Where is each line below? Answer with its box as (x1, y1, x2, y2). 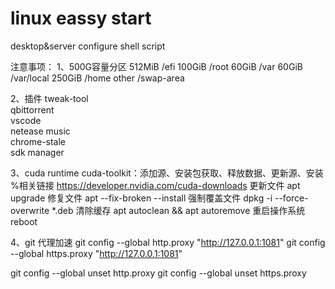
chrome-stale (10, 135, 67, 147)
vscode (10, 114, 42, 126)
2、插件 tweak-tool (10, 92, 89, 104)
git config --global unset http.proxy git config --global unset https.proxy (10, 267, 307, 279)
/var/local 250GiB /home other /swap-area (10, 72, 185, 84)
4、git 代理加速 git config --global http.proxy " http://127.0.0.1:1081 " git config (10, 236, 326, 248)
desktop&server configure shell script (10, 40, 166, 52)
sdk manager (10, 146, 65, 158)
